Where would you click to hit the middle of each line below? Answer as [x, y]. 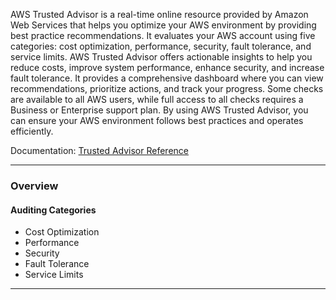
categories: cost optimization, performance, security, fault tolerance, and [161, 46]
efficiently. [32, 131]
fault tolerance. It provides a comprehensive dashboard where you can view [167, 78]
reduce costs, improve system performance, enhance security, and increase [167, 67]
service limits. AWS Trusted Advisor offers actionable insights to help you [161, 57]
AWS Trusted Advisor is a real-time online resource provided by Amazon [159, 14]
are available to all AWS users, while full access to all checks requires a [157, 99]
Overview [34, 186]
